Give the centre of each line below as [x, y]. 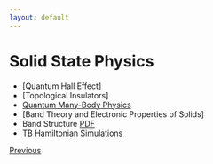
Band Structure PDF [59, 123]
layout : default [39, 17]
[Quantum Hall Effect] [62, 86]
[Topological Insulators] [65, 95]
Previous [25, 150]
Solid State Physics [82, 61]
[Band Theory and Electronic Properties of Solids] [113, 114]
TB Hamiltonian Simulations [72, 133]
